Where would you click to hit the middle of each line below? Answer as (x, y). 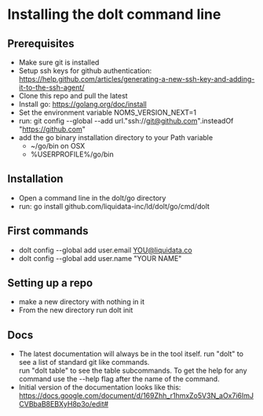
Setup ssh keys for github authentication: (85, 71)
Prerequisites (41, 44)
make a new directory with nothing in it (81, 302)
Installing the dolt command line (114, 15)
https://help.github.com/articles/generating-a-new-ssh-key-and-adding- (137, 79)
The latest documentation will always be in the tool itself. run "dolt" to (131, 354)
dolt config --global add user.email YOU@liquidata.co (106, 250)
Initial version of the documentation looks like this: (100, 388)
